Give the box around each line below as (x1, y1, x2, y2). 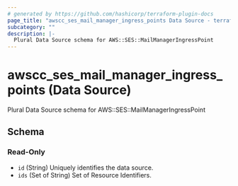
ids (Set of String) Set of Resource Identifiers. (17, 170, 152, 179)
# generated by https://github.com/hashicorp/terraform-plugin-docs (7, 10, 214, 18)
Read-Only (7, 147, 46, 157)
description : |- (7, 30, 55, 37)
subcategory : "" (7, 23, 55, 30)
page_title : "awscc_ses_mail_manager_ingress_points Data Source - (7, 17, 211, 24)
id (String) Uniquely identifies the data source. (17, 163, 154, 172)
